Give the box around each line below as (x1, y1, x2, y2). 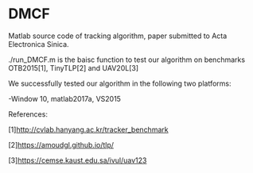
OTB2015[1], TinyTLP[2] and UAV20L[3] (8, 63, 139, 72)
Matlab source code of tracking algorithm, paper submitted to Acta (8, 31, 228, 40)
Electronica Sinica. (8, 39, 69, 48)
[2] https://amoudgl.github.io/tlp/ (8, 140, 114, 149)
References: (8, 109, 48, 119)
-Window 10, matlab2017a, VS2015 (8, 94, 122, 103)
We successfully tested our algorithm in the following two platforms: (8, 79, 232, 88)
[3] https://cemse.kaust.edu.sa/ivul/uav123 (8, 156, 147, 165)
